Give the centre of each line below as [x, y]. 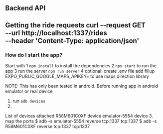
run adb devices [29, 101]
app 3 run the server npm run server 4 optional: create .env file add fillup [80, 71]
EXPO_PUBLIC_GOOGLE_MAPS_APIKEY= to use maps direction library [77, 76]
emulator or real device [29, 91]
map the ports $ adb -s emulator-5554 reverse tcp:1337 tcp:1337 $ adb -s [81, 121]
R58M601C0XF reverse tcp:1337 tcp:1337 [48, 127]
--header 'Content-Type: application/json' [72, 41]
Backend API [25, 8]
